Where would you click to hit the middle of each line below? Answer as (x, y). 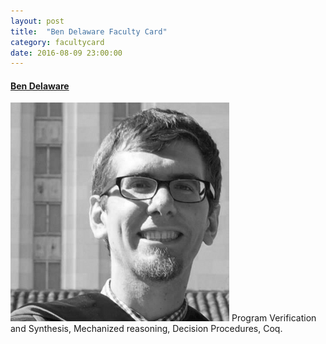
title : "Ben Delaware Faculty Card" (89, 31)
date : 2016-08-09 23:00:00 (66, 53)
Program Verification (274, 318)
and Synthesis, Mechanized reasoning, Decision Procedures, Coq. (146, 329)
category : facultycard (57, 42)
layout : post (37, 21)
